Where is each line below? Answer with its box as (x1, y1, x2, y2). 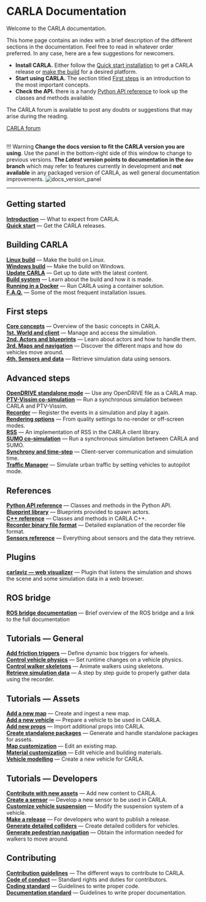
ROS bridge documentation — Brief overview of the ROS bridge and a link (6, 609, 194, 616)
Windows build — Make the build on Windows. (6, 262, 126, 270)
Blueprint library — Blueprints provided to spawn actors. (6, 508, 150, 515)
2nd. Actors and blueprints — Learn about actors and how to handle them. (6, 336, 196, 343)
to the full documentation (6, 615, 70, 623)
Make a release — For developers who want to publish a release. (6, 815, 170, 823)
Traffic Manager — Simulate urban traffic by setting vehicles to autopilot (6, 461, 190, 468)
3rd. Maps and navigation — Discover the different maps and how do (6, 342, 183, 349)
